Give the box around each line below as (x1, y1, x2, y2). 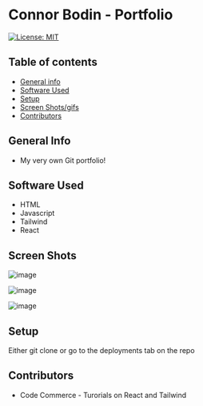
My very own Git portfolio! (19, 155, 106, 165)
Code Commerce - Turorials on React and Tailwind (19, 390, 187, 400)
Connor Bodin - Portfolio (8, 6, 173, 24)
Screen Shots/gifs (19, 102, 80, 112)
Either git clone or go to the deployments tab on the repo (8, 346, 195, 355)
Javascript (19, 209, 55, 218)
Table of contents (8, 55, 98, 69)
